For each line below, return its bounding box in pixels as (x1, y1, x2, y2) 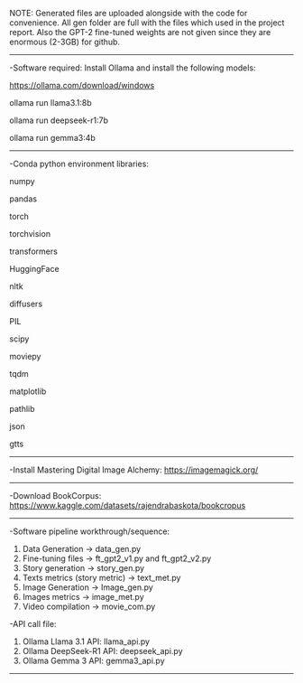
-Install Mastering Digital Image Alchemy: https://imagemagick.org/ (9, 464, 259, 475)
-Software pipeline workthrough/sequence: (9, 526, 170, 537)
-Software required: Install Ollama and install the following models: (9, 62, 256, 73)
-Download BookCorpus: (9, 491, 102, 501)
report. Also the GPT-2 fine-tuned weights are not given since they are (9, 27, 271, 37)
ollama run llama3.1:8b (9, 98, 92, 108)
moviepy (9, 351, 41, 361)
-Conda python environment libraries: (9, 158, 149, 169)
